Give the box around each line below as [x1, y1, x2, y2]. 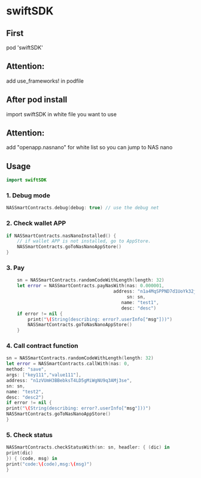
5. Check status [6, 431, 53, 439]
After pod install [6, 95, 68, 105]
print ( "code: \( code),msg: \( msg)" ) [6, 461, 93, 467]
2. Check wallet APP [6, 219, 66, 227]
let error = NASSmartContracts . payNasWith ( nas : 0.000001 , [17, 283, 165, 289]
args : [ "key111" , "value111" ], [6, 372, 82, 378]
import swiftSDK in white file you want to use [6, 110, 117, 118]
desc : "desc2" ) [6, 394, 44, 400]
